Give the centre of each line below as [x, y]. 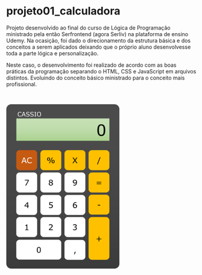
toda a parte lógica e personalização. [52, 53]
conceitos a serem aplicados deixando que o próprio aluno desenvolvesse [99, 47]
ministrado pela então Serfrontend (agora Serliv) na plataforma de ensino [97, 34]
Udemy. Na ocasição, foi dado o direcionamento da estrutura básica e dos [99, 40]
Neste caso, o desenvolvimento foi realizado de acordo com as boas [91, 65]
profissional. [22, 84]
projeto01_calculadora [63, 11]
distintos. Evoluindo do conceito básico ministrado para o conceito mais [96, 78]
